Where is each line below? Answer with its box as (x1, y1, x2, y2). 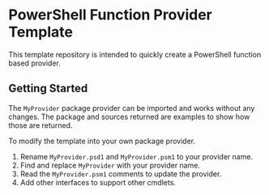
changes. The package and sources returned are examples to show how (8, 112, 250, 121)
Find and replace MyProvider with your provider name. (19, 160, 201, 170)
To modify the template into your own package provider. (8, 136, 196, 146)
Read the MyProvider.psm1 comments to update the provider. (19, 168, 222, 179)
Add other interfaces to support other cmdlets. (19, 177, 177, 187)
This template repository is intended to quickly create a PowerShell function (8, 49, 262, 59)
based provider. (8, 58, 61, 68)
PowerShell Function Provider (8, 6, 212, 24)
